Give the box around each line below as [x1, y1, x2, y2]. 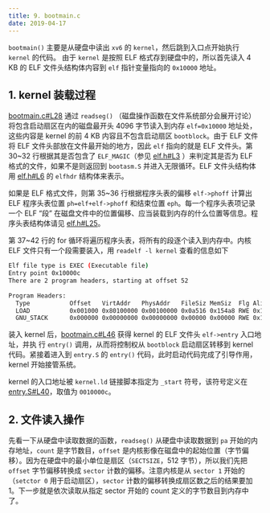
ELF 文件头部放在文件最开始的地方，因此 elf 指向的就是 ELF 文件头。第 [17, 142, 253, 151]
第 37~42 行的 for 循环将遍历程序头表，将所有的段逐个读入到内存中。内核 [8, 236, 252, 245]
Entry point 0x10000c [8, 269, 81, 277]
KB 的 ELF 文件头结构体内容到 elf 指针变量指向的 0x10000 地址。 [8, 62, 221, 72]
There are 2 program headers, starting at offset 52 [8, 277, 189, 285]
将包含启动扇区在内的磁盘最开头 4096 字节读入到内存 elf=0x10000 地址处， [8, 121, 257, 131]
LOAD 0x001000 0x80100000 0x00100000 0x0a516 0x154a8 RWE [15, 306, 250, 314]
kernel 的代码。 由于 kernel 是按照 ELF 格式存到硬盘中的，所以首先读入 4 [8, 52, 252, 62]
